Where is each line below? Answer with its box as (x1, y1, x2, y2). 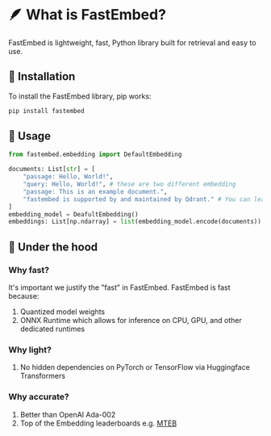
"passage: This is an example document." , (23, 187, 168, 195)
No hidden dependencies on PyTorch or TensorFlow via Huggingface (19, 363, 250, 372)
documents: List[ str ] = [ (8, 166, 95, 174)
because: (8, 291, 40, 300)
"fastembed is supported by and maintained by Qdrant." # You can (23, 195, 251, 203)
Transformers (19, 371, 66, 381)
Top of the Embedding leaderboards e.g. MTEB (19, 418, 177, 428)
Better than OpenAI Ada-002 (19, 409, 116, 419)
